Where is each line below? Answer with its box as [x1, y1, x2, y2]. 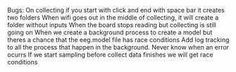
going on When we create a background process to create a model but [7, 28, 213, 36]
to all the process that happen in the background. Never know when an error [7, 43, 230, 51]
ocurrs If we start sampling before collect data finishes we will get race [7, 50, 213, 59]
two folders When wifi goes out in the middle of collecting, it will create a [7, 13, 219, 22]
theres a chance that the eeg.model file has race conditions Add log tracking [7, 36, 230, 44]
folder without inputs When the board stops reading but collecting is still [7, 21, 217, 29]
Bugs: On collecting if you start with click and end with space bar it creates [7, 6, 225, 14]
